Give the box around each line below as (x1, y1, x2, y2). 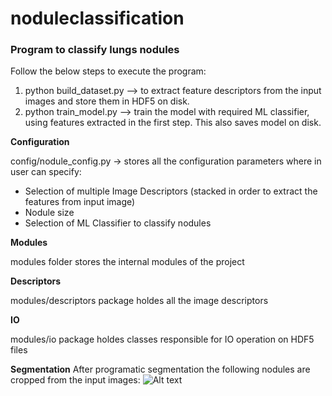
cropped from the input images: (10, 374, 141, 386)
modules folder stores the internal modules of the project (10, 256, 245, 268)
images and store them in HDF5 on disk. (24, 95, 190, 107)
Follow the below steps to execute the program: (10, 65, 207, 77)
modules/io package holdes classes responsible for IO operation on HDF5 (10, 333, 315, 346)
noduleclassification (10, 7, 185, 30)
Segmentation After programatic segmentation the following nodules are (10, 363, 311, 376)
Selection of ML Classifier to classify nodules (24, 217, 212, 229)
